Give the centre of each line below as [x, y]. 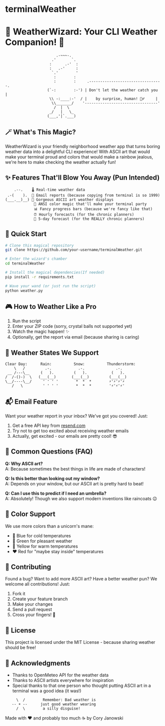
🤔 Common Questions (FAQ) [49, 452]
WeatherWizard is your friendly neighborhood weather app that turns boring [83, 146]
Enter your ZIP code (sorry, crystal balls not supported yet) [72, 326]
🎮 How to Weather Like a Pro [51, 306]
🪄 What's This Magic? [41, 132]
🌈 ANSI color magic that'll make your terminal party [90, 204]
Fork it [19, 594]
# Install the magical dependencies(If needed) [55, 273]
